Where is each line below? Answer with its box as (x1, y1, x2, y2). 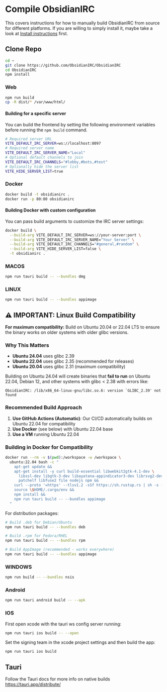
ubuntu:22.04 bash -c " (9, 459, 59, 465)
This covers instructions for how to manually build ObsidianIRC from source (5, 20, 160, 26)
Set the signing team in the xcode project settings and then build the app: (5, 639, 156, 645)
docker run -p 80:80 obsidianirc (5, 197, 75, 201)
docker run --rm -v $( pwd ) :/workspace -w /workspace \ (5, 455, 121, 460)
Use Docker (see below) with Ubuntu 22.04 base (12, 426, 113, 432)
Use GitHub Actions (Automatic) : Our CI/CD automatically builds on (12, 415, 153, 421)
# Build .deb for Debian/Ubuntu (5, 520, 72, 525)
